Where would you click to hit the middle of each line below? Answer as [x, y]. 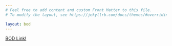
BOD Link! [16, 38]
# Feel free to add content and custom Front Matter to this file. [79, 10]
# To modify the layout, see [36, 15]
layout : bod [18, 24]
